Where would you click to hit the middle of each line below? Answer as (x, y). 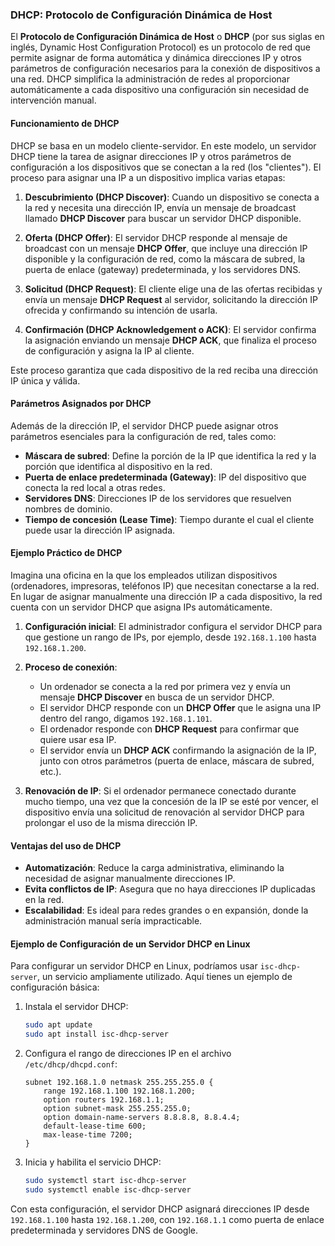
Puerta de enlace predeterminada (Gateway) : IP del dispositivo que (165, 477)
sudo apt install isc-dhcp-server (96, 1034)
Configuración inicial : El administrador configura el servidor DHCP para (173, 626)
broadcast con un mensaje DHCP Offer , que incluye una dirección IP (166, 248)
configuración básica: (55, 987)
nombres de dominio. (68, 509)
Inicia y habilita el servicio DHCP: (93, 1162)
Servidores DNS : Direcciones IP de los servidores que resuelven (158, 498)
